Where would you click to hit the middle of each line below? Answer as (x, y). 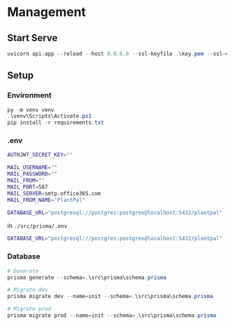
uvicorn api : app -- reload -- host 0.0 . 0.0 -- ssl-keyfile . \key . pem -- (110, 54)
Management (47, 12)
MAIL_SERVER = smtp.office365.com (54, 193)
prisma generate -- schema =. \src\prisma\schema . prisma (87, 277)
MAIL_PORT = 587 (28, 187)
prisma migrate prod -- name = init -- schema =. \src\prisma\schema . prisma (112, 316)
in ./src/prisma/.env (37, 226)
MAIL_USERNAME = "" (32, 168)
